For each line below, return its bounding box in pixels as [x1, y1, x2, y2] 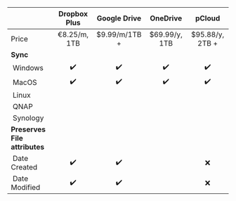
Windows [13, 63, 44, 72]
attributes [11, 142, 44, 152]
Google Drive [96, 13, 142, 23]
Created [11, 162, 38, 171]
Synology [13, 113, 44, 122]
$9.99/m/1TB [96, 30, 142, 39]
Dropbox [58, 9, 88, 18]
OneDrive [150, 13, 183, 23]
